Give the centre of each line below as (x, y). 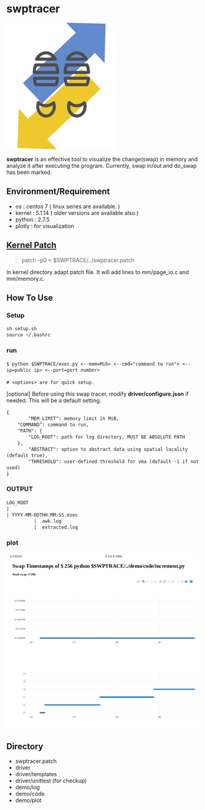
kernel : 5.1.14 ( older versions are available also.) (77, 213)
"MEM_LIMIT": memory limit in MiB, (74, 419)
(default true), (27, 455)
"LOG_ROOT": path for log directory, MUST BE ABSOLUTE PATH (107, 437)
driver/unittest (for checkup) (51, 781)
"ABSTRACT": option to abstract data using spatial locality (108, 449)
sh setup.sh (21, 329)
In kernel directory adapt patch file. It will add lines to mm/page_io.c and (98, 272)
